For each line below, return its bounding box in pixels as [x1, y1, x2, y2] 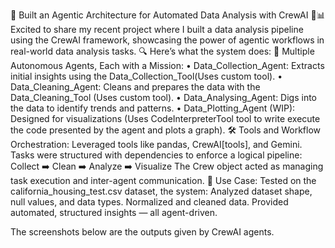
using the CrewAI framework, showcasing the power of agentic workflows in [10, 34, 325, 46]
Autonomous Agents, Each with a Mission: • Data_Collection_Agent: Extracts [10, 60, 325, 71]
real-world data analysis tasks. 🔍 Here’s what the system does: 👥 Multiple [10, 45, 315, 57]
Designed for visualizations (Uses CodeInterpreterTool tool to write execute [10, 113, 321, 124]
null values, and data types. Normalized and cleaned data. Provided [10, 196, 289, 208]
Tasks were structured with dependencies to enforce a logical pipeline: [10, 149, 303, 161]
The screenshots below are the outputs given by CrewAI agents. [10, 226, 275, 238]
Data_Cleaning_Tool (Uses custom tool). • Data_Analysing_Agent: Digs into [10, 92, 318, 103]
